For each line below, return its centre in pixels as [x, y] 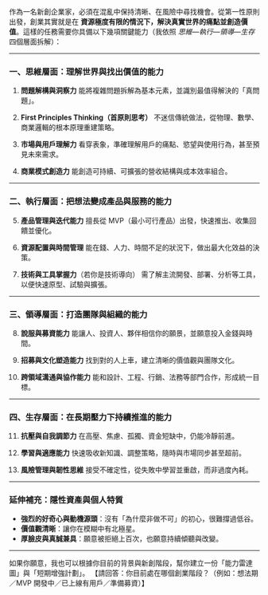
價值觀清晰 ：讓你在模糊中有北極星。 [80, 529]
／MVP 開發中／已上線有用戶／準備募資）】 [79, 583]
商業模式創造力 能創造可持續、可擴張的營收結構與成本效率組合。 [126, 171]
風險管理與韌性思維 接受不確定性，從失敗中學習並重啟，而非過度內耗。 [136, 470]
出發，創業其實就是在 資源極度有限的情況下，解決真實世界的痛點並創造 [125, 22]
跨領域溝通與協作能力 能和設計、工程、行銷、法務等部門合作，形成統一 [136, 376]
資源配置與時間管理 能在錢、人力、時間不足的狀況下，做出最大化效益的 [136, 247]
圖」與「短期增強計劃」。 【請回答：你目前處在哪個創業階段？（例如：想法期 [134, 573]
